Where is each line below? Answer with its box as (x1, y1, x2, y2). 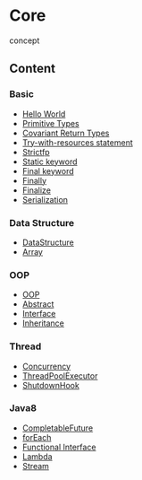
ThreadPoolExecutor (21, 370, 98, 381)
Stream (21, 460, 49, 471)
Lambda (21, 450, 53, 462)
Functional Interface (21, 441, 96, 452)
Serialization (21, 194, 69, 205)
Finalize (21, 185, 52, 196)
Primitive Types (21, 118, 80, 128)
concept (9, 35, 40, 46)
